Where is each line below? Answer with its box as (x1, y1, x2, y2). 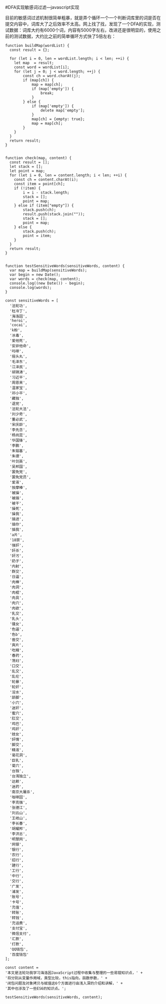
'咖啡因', (9, 795, 28, 800)
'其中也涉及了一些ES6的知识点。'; (5, 986, 67, 991)
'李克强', (9, 800, 28, 805)
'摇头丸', (9, 354, 28, 359)
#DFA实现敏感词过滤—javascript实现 (5, 4, 80, 10)
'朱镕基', (9, 448, 28, 453)
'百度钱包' (9, 952, 29, 957)
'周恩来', (9, 380, 28, 385)
